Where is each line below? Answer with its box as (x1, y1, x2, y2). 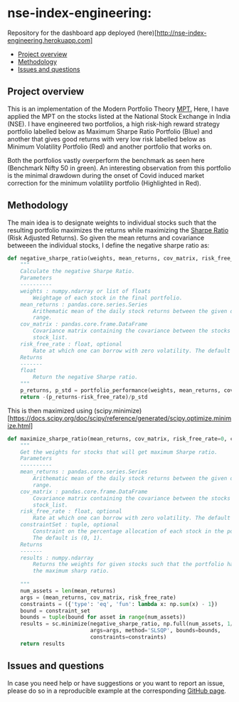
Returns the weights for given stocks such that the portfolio (33, 560, 224, 568)
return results (20, 640, 65, 647)
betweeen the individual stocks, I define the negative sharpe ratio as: (7, 240, 210, 250)
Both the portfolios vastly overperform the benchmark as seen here (7, 156, 205, 164)
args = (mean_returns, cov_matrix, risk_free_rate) (20, 594, 176, 601)
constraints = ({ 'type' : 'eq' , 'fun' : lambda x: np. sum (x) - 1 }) (20, 600, 218, 607)
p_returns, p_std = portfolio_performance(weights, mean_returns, (20, 387, 221, 394)
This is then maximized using (7, 406, 92, 415)
